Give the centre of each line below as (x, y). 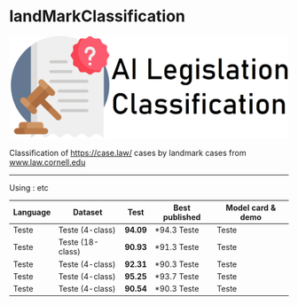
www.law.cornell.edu (47, 162)
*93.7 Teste (177, 276)
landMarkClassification (98, 16)
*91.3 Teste (177, 246)
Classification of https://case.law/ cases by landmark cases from (128, 153)
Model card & (251, 207)
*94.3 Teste (177, 230)
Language (32, 212)
